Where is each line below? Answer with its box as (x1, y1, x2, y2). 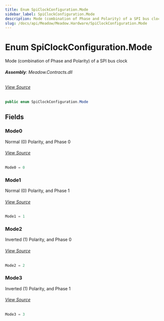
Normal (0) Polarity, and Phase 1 (5, 188, 70, 193)
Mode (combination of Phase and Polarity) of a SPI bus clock (5, 58, 128, 64)
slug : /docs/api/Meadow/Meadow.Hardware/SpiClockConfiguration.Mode (5, 21, 147, 26)
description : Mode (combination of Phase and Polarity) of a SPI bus (5, 16, 150, 21)
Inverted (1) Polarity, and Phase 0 (5, 236, 72, 242)
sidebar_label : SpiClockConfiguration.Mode (5, 12, 95, 17)
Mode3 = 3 (5, 312, 25, 317)
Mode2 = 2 (5, 263, 25, 268)
